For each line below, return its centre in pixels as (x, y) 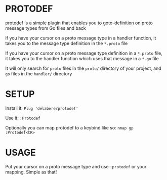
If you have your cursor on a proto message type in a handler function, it (81, 38)
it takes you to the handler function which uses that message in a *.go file (82, 58)
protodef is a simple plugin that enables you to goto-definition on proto (79, 23)
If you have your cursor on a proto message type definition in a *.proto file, (84, 53)
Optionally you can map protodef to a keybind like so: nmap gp (69, 127)
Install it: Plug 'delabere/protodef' (42, 108)
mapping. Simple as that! (31, 172)
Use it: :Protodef (23, 118)
